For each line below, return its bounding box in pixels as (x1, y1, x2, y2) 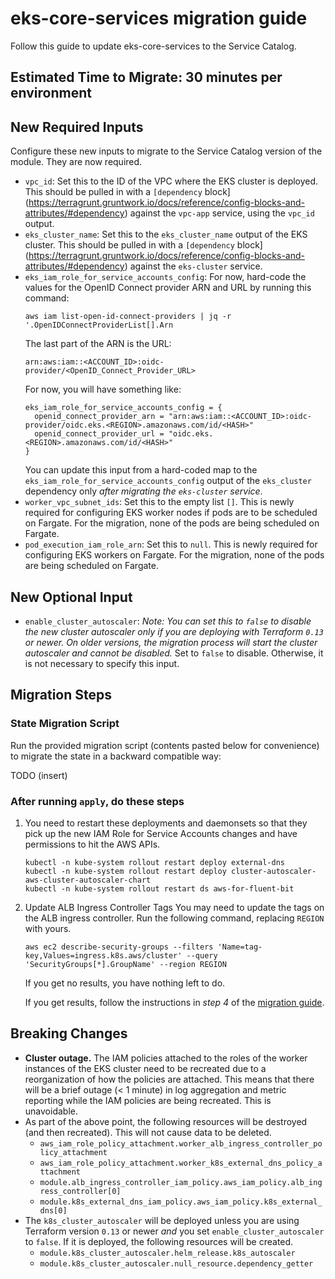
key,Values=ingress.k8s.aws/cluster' (24, 950, 183, 961)
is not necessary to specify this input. (24, 657, 180, 669)
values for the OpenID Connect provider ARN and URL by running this (24, 282, 312, 294)
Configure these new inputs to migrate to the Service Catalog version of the (10, 145, 323, 157)
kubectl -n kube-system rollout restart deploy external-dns (24, 857, 286, 867)
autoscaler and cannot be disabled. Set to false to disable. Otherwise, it (24, 647, 324, 659)
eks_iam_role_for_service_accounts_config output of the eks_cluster (24, 475, 312, 487)
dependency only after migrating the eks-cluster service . (24, 485, 263, 497)
